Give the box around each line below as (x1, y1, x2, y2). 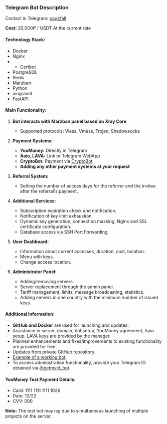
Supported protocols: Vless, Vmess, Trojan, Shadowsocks (20, 128, 140, 134)
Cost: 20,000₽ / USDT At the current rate (5, 25, 91, 31)
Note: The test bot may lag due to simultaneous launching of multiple (5, 408, 148, 414)
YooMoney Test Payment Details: (5, 376, 76, 382)
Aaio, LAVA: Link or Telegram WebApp (20, 152, 100, 159)
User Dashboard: (12, 239, 49, 245)
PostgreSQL (12, 69, 38, 75)
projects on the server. (5, 413, 52, 419)
